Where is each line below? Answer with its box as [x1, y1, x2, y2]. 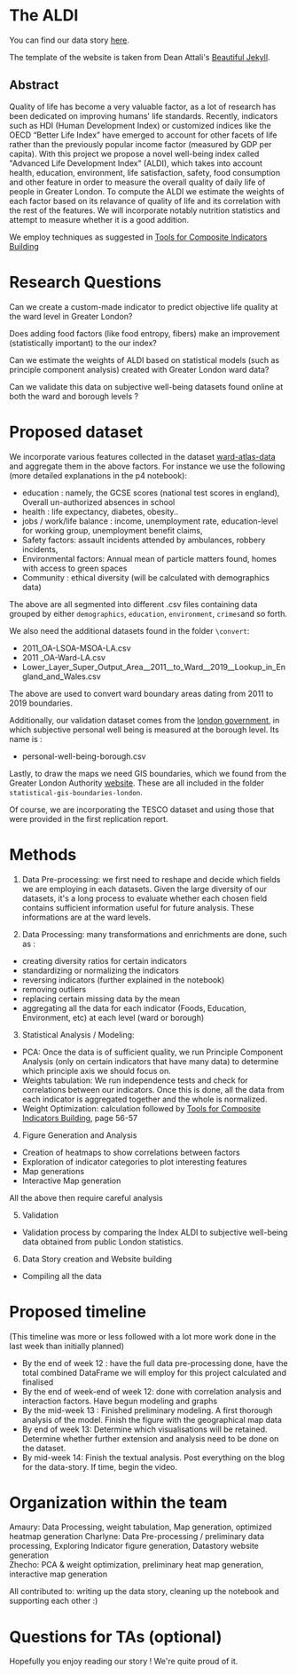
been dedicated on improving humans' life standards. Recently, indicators [9, 110, 278, 121]
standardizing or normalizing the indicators [21, 965, 179, 976]
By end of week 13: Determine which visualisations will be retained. [21, 1424, 268, 1434]
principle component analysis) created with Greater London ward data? [9, 364, 270, 375]
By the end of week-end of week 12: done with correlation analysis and [21, 1386, 282, 1396]
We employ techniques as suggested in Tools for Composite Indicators [9, 232, 268, 242]
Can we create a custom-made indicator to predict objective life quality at [9, 301, 278, 312]
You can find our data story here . [9, 35, 130, 45]
